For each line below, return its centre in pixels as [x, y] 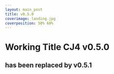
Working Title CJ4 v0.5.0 [57, 47]
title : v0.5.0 [20, 14]
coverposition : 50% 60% [29, 23]
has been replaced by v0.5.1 [48, 65]
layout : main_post [24, 9]
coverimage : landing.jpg [30, 18]
